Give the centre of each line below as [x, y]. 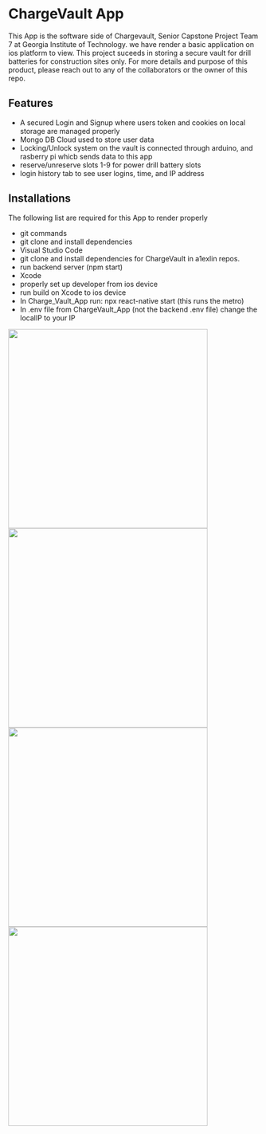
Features [31, 103]
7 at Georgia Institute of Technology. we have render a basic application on [131, 44]
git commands [43, 233]
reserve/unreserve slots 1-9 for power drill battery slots [110, 165]
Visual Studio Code [51, 250]
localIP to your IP [47, 318]
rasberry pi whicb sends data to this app [86, 156]
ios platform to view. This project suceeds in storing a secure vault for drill [130, 53]
